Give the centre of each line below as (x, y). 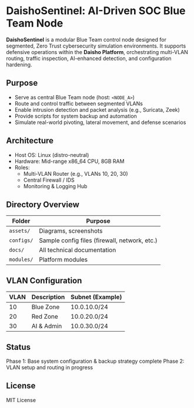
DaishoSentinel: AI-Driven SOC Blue (96, 11)
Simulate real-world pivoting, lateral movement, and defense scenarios (100, 122)
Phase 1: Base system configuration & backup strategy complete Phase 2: (95, 361)
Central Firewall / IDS (49, 180)
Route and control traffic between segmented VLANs (78, 103)
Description (48, 297)
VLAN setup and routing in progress (49, 367)
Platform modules (63, 260)
